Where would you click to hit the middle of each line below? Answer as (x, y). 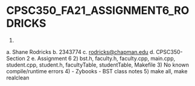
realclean (18, 78)
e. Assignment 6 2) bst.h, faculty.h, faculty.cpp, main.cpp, (103, 58)
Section (16, 58)
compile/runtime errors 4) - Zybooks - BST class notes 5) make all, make (97, 71)
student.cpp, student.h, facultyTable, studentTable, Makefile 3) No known (97, 65)
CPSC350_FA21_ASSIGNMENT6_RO (98, 11)
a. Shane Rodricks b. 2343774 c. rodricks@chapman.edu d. (81, 51)
